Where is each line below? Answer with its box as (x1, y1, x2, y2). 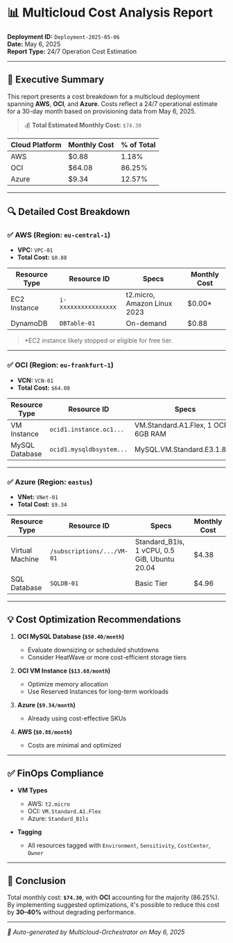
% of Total (121, 139, 156, 149)
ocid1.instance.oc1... (49, 425, 125, 433)
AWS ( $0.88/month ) (17, 727, 73, 736)
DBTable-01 (59, 320, 96, 327)
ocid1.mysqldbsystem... (49, 445, 128, 453)
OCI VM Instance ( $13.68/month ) (17, 666, 111, 675)
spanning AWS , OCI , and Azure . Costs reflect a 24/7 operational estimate (7, 99, 218, 107)
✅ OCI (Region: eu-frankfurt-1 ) (7, 361, 114, 370)
